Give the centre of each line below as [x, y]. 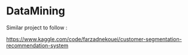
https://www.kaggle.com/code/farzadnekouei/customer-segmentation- [94, 39]
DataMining [36, 11]
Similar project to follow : [37, 27]
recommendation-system [37, 45]
